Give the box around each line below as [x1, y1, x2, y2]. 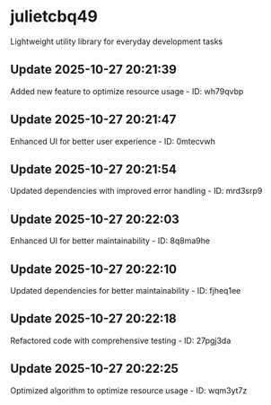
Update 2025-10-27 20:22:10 [10, 261, 178, 277]
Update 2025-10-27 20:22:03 [10, 211, 180, 226]
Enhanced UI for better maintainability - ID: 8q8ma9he [10, 235, 210, 246]
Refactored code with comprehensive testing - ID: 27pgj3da [10, 335, 232, 346]
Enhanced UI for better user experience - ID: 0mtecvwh [10, 136, 216, 146]
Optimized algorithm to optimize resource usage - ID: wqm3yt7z [10, 384, 248, 396]
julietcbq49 [10, 6, 98, 27]
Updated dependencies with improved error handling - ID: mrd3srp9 [10, 186, 263, 197]
